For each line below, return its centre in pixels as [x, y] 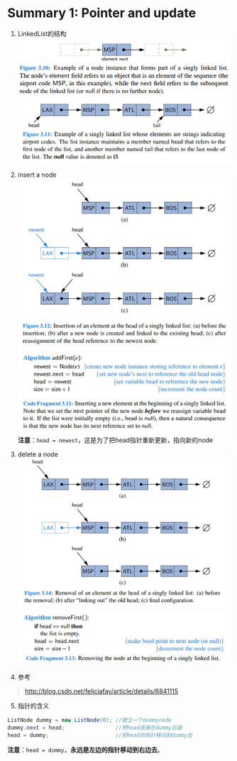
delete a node [38, 454]
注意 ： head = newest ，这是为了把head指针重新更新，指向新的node [115, 440]
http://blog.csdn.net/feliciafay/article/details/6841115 [101, 691]
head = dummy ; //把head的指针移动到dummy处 [100, 735]
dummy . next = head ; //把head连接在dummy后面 [95, 728]
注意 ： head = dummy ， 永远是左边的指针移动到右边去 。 [86, 750]
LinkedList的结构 [42, 33]
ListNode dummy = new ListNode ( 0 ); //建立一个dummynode [89, 721]
